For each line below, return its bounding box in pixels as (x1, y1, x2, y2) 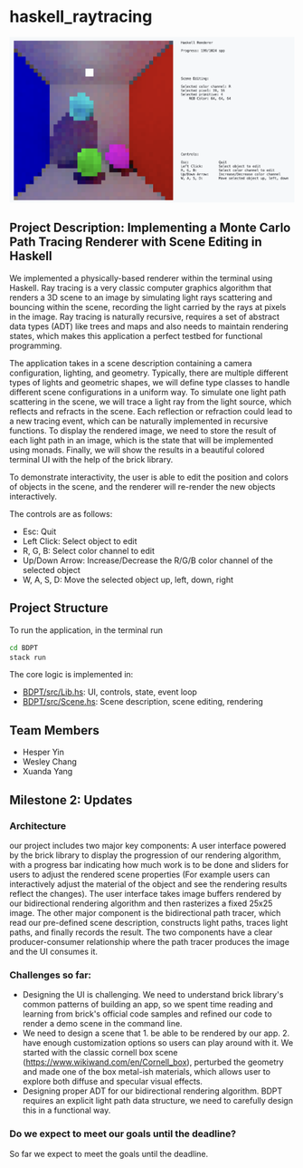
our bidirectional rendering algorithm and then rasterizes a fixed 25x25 (9, 898, 273, 909)
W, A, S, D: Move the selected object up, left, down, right (22, 574, 233, 585)
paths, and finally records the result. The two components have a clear (9, 927, 273, 938)
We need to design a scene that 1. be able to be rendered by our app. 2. (22, 1027, 290, 1039)
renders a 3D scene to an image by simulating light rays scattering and (9, 292, 273, 303)
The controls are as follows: (9, 508, 113, 519)
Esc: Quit (22, 526, 57, 537)
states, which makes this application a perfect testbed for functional (9, 330, 263, 341)
